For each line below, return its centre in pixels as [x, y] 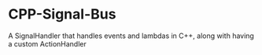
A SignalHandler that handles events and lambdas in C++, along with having [131, 36]
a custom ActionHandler [47, 43]
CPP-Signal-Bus [62, 14]
